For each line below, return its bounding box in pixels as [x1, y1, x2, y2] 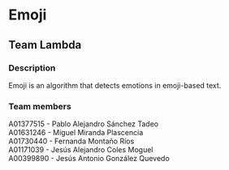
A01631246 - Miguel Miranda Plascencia [8, 128, 144, 138]
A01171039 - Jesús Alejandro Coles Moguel [8, 145, 153, 155]
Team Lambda [8, 38, 82, 52]
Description [8, 62, 56, 74]
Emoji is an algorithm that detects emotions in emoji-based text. [8, 80, 222, 90]
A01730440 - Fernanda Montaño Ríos [8, 136, 135, 147]
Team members [8, 100, 71, 112]
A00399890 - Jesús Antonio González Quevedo [8, 154, 171, 164]
